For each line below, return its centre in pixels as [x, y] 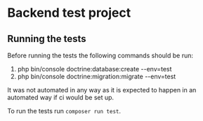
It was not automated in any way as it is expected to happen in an [102, 90]
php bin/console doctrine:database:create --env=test [94, 69]
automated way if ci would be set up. [61, 97]
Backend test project [69, 13]
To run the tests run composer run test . [64, 111]
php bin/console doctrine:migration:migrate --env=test [97, 76]
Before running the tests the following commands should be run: [100, 55]
